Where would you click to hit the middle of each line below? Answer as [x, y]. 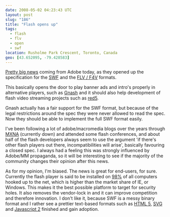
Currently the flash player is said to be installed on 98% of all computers [81, 177]
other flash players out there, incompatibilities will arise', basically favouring [85, 145]
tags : [11, 29]
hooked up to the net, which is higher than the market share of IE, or [77, 182]
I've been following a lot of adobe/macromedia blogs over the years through [85, 129]
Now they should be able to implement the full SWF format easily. [74, 119]
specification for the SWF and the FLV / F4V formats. [61, 78]
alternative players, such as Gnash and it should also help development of [83, 93]
